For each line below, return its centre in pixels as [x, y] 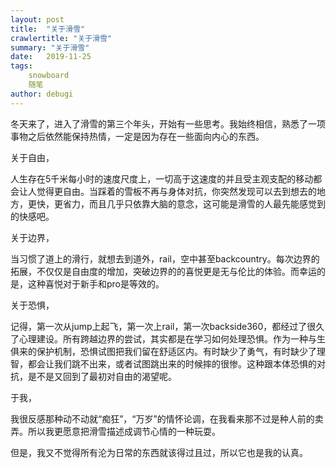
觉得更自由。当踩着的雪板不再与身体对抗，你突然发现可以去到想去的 [176, 191]
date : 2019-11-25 [51, 57]
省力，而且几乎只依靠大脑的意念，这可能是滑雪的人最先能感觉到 [194, 203]
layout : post [37, 19]
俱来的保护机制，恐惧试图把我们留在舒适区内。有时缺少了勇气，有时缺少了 [163, 351]
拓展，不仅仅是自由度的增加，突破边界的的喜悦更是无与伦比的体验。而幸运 [163, 271]
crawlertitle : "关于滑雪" [61, 38]
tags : [21, 66]
